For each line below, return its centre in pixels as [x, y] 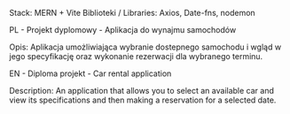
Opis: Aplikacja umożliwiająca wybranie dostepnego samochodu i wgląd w [145, 47]
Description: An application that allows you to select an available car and [142, 91]
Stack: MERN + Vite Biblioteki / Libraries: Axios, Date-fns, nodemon [132, 13]
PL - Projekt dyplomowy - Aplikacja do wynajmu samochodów [123, 30]
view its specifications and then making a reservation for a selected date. [143, 100]
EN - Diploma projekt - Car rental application [90, 73]
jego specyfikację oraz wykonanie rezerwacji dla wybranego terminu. [136, 56]
